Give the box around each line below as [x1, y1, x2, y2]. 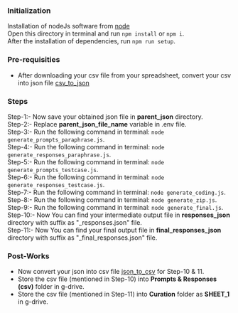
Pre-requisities [7, 55, 60, 65]
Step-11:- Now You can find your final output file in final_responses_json [7, 226, 222, 234]
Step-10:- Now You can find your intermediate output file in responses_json [7, 211, 231, 219]
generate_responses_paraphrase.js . [7, 150, 112, 159]
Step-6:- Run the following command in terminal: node [7, 173, 165, 181]
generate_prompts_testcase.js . [7, 165, 99, 174]
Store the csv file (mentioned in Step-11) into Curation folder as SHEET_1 [17, 290, 230, 299]
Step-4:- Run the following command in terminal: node [7, 142, 165, 151]
